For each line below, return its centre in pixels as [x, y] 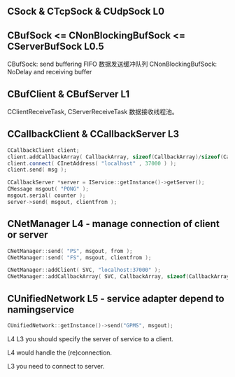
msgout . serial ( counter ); [47, 196]
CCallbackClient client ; [43, 150]
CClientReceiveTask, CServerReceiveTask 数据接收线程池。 [93, 112]
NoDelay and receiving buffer [50, 72]
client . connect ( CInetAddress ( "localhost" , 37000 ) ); [92, 163]
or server [28, 235]
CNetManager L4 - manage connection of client [114, 224]
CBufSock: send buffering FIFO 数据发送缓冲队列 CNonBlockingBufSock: [112, 64]
